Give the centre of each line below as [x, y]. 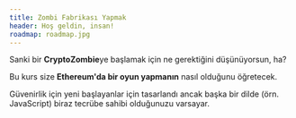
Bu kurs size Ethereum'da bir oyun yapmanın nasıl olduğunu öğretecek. [144, 77]
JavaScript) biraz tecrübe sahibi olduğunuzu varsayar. [109, 104]
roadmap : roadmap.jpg [50, 34]
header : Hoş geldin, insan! [62, 26]
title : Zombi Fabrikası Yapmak [68, 17]
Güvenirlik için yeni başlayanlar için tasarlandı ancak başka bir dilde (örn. [144, 94]
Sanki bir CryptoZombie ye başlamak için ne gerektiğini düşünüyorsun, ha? [148, 60]
